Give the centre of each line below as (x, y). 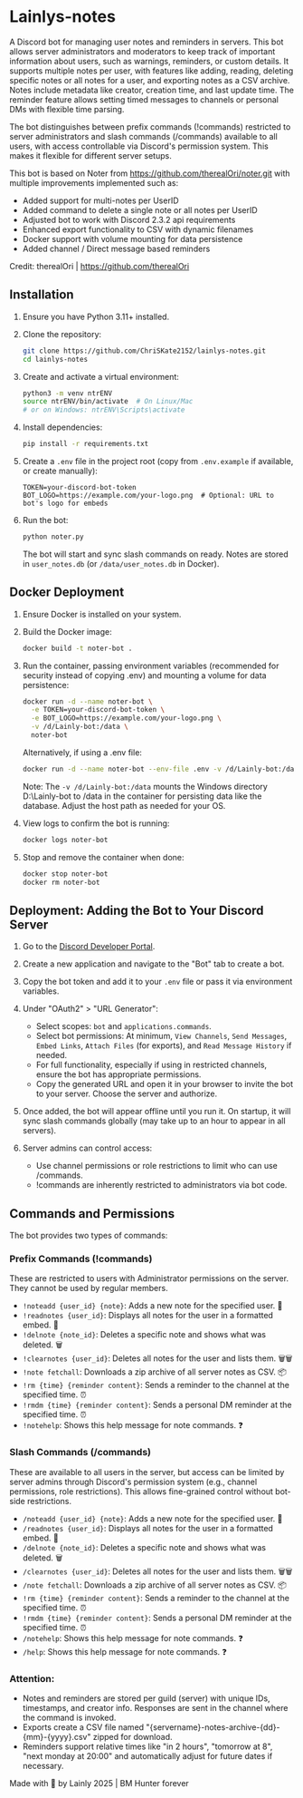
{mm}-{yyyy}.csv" (57, 1736)
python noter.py (53, 537)
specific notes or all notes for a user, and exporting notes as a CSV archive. (150, 80)
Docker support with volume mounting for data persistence (133, 238)
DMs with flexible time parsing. (67, 109)
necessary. (43, 1765)
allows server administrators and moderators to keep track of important (142, 51)
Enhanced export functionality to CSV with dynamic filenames (138, 229)
